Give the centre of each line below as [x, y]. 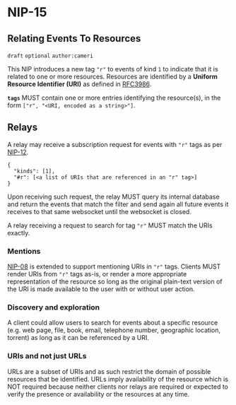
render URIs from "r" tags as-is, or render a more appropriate [97, 274]
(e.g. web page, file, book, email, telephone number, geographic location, [114, 330]
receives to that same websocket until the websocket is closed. [100, 211]
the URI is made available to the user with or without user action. [101, 289]
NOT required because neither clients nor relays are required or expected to [118, 387]
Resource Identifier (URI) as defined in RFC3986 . [79, 84]
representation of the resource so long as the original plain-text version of [115, 282]
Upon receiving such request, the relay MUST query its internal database [114, 196]
